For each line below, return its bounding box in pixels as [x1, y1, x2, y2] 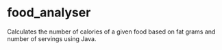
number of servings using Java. [7, 34, 97, 42]
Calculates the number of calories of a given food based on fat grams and [7, 27, 216, 36]
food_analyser [7, 5, 91, 21]
